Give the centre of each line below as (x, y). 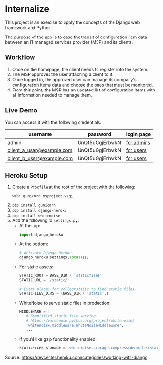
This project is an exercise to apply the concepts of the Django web (73, 22)
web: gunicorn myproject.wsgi (43, 196)
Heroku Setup (26, 175)
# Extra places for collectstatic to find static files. (78, 289)
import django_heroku (41, 235)
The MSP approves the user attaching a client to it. (63, 74)
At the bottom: (34, 244)
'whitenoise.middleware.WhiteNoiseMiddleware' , (75, 325)
